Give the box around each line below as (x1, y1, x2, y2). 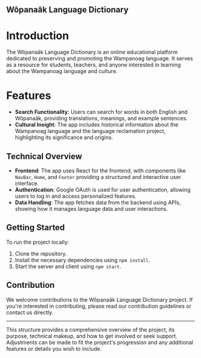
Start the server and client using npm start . (14, 263, 121, 270)
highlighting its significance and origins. (14, 134, 114, 141)
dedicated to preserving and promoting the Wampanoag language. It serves (6, 55, 193, 62)
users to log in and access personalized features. (14, 193, 136, 200)
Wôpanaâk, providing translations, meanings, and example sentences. (14, 115, 188, 122)
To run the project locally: (6, 238, 69, 245)
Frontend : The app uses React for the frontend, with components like (14, 167, 186, 174)
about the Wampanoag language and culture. (6, 68, 118, 75)
